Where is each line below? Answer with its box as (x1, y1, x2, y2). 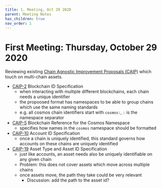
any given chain (19, 157, 52, 162)
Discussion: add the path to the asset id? (27, 177, 109, 183)
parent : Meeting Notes (5, 12, 52, 17)
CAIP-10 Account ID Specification (12, 131, 80, 136)
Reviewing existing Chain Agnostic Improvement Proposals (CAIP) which (5, 69, 152, 75)
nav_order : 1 (5, 21, 32, 26)
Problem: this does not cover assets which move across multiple (19, 161, 150, 167)
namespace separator (19, 115, 64, 121)
